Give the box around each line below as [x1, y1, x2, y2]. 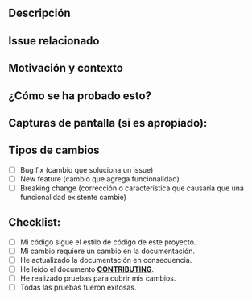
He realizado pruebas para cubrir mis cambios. [19, 273, 176, 283]
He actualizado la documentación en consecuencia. [19, 255, 192, 265]
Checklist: [8, 215, 61, 229]
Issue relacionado [8, 34, 100, 48]
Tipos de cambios [8, 144, 100, 157]
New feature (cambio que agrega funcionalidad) [19, 173, 180, 184]
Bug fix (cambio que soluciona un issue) [19, 165, 154, 174]
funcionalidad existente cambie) [19, 192, 127, 202]
